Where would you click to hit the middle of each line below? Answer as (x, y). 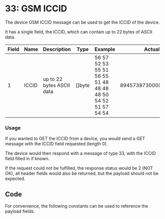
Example (105, 49)
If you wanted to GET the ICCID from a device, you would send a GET (75, 139)
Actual (152, 49)
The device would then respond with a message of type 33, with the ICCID (81, 153)
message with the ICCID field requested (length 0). (56, 144)
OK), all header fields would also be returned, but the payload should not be (82, 174)
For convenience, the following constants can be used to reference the (77, 206)
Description (57, 49)
